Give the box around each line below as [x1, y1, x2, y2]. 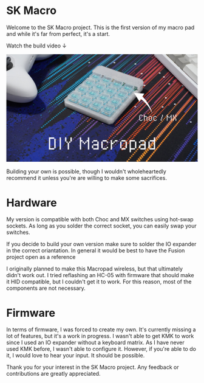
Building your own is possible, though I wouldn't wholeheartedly [6, 168, 167, 175]
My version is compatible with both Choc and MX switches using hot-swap [6, 216, 194, 223]
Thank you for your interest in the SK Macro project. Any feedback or [6, 364, 179, 371]
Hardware [6, 196, 57, 210]
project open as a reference [6, 254, 76, 261]
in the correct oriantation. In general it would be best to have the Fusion [6, 247, 185, 254]
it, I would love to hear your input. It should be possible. [6, 352, 145, 359]
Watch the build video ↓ [6, 42, 67, 49]
